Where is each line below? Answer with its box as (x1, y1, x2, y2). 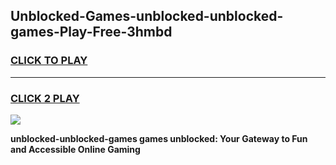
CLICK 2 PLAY (10, 91, 80, 105)
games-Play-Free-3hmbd (10, 24, 173, 41)
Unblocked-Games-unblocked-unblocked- (10, 8, 284, 25)
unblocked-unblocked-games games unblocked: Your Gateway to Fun (10, 132, 308, 144)
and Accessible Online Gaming (10, 143, 141, 155)
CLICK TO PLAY (10, 54, 88, 68)
